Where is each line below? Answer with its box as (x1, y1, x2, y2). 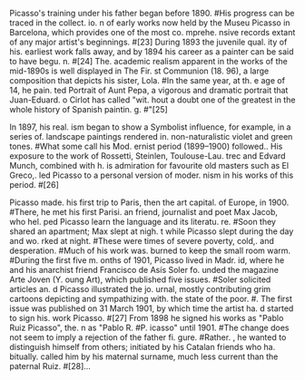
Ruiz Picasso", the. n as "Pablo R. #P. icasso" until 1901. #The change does (9, 322, 290, 333)
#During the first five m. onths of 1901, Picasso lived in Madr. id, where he (9, 255, 285, 266)
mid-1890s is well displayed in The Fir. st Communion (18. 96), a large (9, 65, 270, 76)
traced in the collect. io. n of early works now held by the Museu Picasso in (9, 17, 290, 28)
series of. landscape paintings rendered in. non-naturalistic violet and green (9, 132, 293, 141)
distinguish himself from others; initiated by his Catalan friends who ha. (9, 342, 276, 352)
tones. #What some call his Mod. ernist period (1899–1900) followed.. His (9, 141, 283, 151)
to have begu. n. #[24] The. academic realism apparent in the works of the (9, 56, 288, 66)
